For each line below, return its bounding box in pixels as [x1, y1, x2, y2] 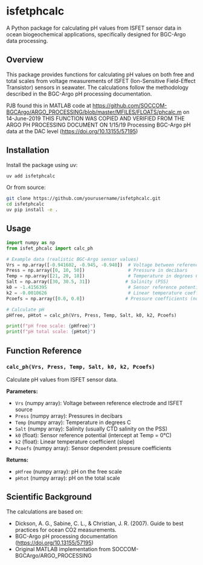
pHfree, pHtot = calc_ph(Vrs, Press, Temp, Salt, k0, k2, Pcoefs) [6, 312, 177, 319]
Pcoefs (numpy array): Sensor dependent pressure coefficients [14, 444, 172, 452]
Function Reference [6, 345, 82, 355]
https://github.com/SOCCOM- [92, 102, 167, 109]
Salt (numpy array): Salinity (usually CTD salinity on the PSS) [14, 425, 168, 432]
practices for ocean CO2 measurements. [14, 526, 117, 534]
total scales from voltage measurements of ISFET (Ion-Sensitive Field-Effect [6, 77, 196, 84]
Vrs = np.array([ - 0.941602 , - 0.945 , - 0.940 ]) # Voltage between [6, 262, 174, 268]
